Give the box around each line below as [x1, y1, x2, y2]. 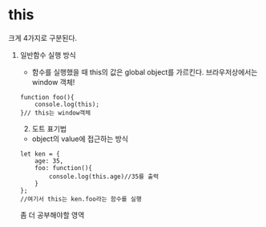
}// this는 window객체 [19, 108, 91, 117]
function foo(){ [19, 93, 75, 101]
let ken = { [19, 150, 60, 158]
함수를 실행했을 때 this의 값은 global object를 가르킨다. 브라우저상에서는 [31, 67, 258, 77]
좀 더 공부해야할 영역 [19, 210, 85, 220]
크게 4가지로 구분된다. [8, 33, 78, 43]
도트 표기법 [31, 124, 66, 133]
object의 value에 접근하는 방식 [31, 134, 129, 144]
